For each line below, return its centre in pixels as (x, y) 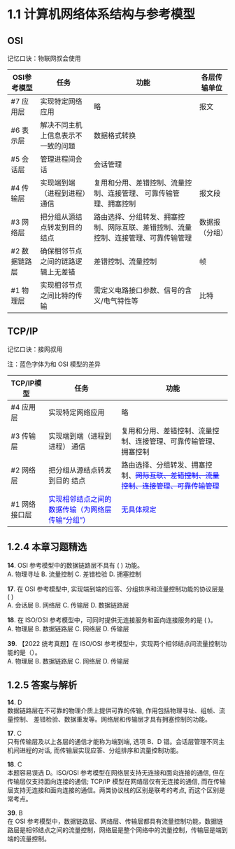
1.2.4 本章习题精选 (47, 547)
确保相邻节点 (61, 251)
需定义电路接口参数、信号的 (139, 290)
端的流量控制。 (29, 839)
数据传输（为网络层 (80, 510)
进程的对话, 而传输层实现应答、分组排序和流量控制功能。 (101, 750)
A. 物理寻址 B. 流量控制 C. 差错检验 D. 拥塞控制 (74, 574)
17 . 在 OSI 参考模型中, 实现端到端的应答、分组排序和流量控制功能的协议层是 (116, 589)
